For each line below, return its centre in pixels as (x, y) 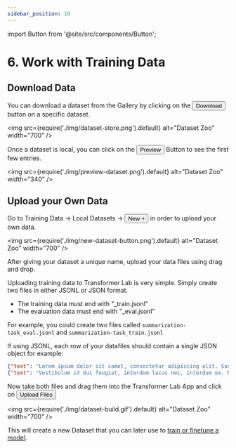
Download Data (41, 88)
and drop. (21, 269)
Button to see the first (197, 149)
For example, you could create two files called (74, 325)
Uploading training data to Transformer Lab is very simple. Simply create (112, 283)
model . (17, 438)
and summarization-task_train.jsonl (110, 332)
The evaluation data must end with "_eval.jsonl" (86, 311)
